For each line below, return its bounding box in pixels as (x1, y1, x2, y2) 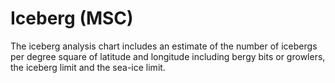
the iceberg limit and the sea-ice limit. (10, 61, 166, 73)
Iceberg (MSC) (10, 7, 134, 30)
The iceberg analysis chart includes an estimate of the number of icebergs (10, 40, 318, 52)
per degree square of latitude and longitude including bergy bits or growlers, (10, 50, 326, 62)
